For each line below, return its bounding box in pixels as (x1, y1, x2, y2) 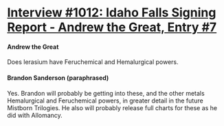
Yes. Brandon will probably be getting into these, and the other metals (7, 89, 205, 97)
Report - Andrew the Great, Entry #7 (7, 19, 217, 35)
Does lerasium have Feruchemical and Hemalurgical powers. (7, 58, 179, 66)
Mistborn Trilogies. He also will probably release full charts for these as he (7, 103, 218, 112)
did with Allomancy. (7, 111, 63, 119)
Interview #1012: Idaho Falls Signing (7, 5, 216, 21)
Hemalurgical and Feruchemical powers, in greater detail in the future (7, 96, 204, 105)
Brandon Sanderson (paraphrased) (7, 74, 109, 82)
